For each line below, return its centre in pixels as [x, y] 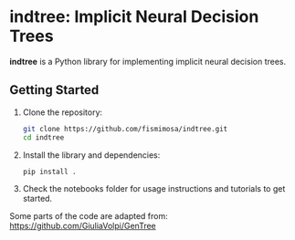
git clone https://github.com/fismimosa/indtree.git [125, 129]
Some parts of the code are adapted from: [89, 216]
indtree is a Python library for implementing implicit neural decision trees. [148, 61]
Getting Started [54, 90]
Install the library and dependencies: [91, 155]
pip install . [49, 172]
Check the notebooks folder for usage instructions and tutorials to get [154, 189]
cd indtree [43, 137]
